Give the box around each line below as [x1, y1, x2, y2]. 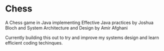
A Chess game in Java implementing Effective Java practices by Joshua [5, 19, 154, 25]
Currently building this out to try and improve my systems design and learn [5, 34, 159, 40]
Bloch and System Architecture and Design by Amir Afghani [5, 24, 128, 30]
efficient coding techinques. [5, 39, 63, 45]
